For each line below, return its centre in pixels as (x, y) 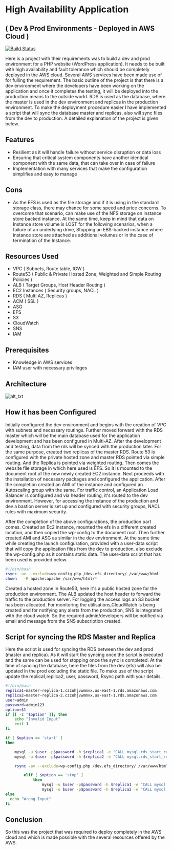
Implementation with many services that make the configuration (80, 168)
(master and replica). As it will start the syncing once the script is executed (84, 655)
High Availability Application (67, 9)
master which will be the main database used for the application (73, 435)
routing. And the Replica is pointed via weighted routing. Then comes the (82, 463)
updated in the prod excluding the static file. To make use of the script (79, 671)
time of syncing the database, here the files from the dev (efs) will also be (83, 666)
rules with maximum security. (36, 511)
